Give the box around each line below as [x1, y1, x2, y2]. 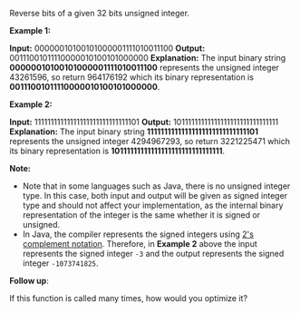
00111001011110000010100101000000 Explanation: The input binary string [9, 53, 286, 63]
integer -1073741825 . [22, 258, 99, 269]
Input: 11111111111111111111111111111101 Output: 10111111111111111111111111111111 [9, 117, 279, 127]
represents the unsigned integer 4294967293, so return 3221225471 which [9, 136, 291, 146]
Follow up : [9, 276, 50, 286]
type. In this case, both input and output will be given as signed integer [22, 191, 288, 201]
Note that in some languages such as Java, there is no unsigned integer [22, 181, 291, 191]
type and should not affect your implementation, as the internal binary [22, 200, 284, 210]
